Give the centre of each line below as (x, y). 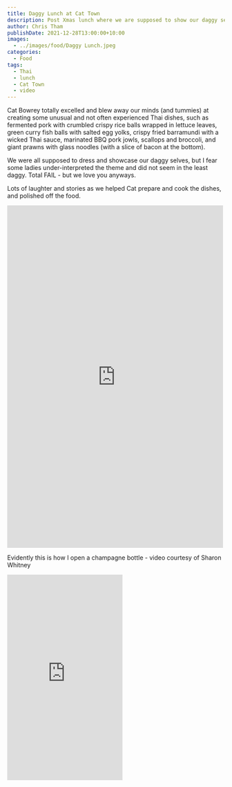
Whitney (19, 565)
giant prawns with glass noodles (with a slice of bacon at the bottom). (106, 147)
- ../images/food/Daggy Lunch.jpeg (65, 46)
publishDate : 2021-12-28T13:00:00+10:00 (66, 33)
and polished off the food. (44, 196)
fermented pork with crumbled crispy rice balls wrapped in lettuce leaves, (112, 125)
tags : (15, 65)
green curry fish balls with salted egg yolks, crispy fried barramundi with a (113, 133)
